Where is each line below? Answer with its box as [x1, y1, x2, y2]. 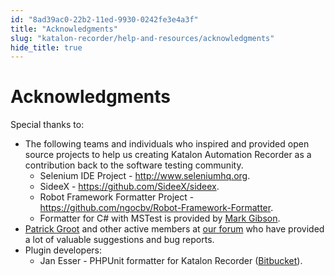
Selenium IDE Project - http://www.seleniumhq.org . [39, 170, 251, 182]
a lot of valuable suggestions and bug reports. [24, 234, 215, 246]
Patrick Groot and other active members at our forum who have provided [24, 223, 325, 235]
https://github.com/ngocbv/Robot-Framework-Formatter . [39, 202, 274, 214]
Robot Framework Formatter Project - [39, 191, 195, 203]
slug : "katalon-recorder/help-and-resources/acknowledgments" [10, 33, 275, 43]
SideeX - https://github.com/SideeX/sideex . [39, 181, 220, 193]
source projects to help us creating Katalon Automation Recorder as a [24, 149, 312, 161]
